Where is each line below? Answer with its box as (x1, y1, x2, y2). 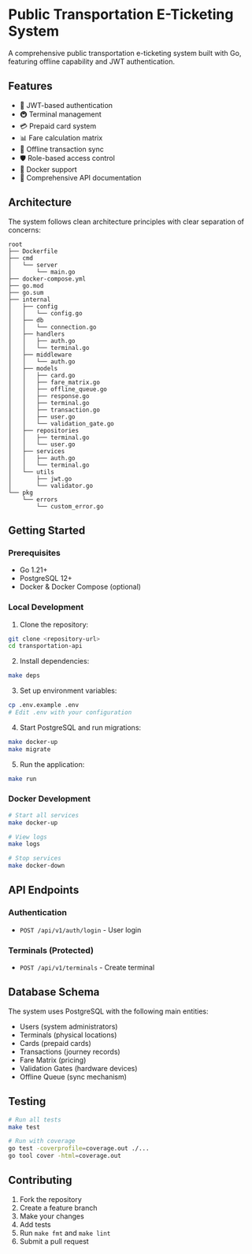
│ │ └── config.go (8, 309, 83, 317)
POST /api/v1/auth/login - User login (19, 925, 142, 935)
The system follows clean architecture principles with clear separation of (8, 217, 244, 226)
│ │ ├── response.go (8, 392, 90, 400)
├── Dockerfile (8, 247, 58, 255)
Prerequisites (8, 547, 61, 558)
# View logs (8, 833, 47, 841)
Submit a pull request (19, 1236, 89, 1246)
